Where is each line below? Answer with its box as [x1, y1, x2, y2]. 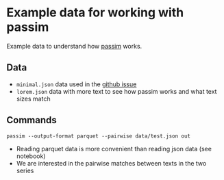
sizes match [16, 94, 51, 103]
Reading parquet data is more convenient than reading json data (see [16, 144, 212, 153]
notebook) [16, 152, 46, 160]
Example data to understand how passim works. [6, 42, 142, 50]
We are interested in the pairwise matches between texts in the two [16, 159, 207, 167]
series [16, 166, 34, 175]
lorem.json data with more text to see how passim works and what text [16, 87, 217, 95]
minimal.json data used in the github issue [16, 80, 137, 88]
